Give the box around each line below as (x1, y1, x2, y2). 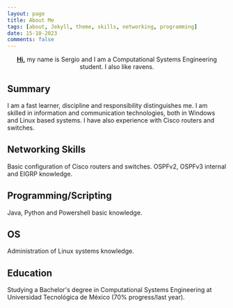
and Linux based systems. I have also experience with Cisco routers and (7, 116, 215, 124)
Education (7, 267, 53, 279)
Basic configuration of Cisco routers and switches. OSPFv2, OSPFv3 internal (7, 162, 227, 171)
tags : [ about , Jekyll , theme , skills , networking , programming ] (7, 23, 198, 30)
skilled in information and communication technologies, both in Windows (7, 109, 216, 117)
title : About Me (7, 17, 54, 24)
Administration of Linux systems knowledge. (7, 247, 134, 255)
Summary (7, 83, 51, 95)
